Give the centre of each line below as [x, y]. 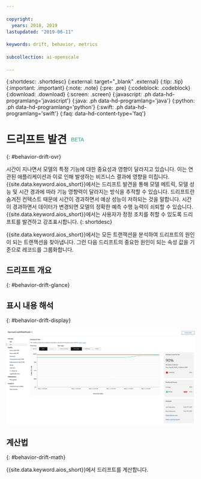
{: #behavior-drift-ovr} [34, 156]
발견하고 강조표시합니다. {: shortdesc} [67, 221]
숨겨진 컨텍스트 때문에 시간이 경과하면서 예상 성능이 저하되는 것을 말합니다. [94, 199]
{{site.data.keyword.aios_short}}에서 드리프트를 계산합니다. [77, 470]
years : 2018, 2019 [35, 25]
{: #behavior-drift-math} [36, 457]
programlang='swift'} [32, 113]
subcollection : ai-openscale [43, 57]
